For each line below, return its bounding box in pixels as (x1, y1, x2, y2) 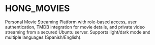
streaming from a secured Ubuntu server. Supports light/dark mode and (5, 29, 151, 35)
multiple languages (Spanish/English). (5, 34, 82, 40)
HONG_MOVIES (5, 3, 70, 14)
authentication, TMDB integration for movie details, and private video (5, 24, 145, 30)
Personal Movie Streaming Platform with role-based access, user (5, 19, 137, 25)
